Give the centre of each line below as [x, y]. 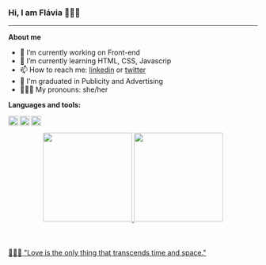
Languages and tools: [45, 105]
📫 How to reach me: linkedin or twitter [83, 70]
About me [25, 37]
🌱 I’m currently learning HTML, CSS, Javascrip [95, 61]
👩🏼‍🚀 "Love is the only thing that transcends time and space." [107, 253]
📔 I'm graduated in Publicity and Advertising [91, 81]
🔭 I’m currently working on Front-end [80, 53]
